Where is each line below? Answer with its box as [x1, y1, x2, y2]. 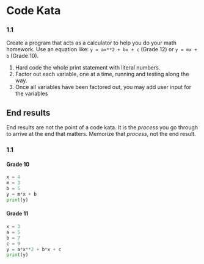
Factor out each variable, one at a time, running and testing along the [15, 71, 189, 78]
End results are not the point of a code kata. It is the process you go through [6, 124, 199, 131]
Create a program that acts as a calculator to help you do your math [6, 39, 177, 46]
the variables [15, 90, 48, 98]
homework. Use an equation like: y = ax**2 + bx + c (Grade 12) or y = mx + [6, 46, 197, 53]
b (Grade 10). [6, 52, 39, 60]
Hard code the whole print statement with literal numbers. [15, 64, 161, 71]
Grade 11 [6, 210, 29, 217]
